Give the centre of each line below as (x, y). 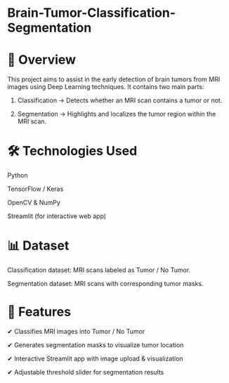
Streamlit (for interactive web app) (57, 216)
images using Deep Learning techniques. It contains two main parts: (106, 87)
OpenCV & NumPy (34, 203)
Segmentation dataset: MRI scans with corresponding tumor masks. (105, 283)
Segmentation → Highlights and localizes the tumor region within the (117, 114)
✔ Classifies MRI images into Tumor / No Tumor (76, 331)
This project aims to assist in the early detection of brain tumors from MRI (114, 79)
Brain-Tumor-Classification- (92, 13)
